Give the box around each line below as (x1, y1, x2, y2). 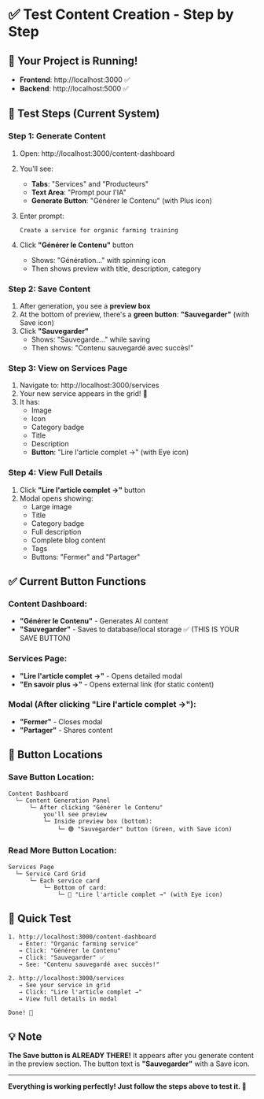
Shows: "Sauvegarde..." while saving (31, 335, 151, 344)
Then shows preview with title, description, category (31, 264, 202, 273)
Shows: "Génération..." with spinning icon (31, 255, 167, 265)
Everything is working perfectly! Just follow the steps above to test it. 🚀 (8, 1082, 247, 1091)
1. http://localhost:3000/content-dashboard (8, 933, 156, 941)
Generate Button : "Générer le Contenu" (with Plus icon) (31, 195, 212, 205)
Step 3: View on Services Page (8, 362, 128, 373)
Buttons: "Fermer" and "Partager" (31, 552, 141, 561)
